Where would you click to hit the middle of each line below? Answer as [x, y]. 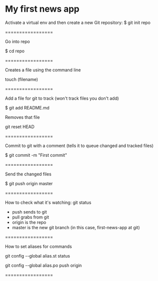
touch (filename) [22, 79]
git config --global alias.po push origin [44, 265]
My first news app [42, 9]
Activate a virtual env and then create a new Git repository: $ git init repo [78, 22]
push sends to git [29, 212]
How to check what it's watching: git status [48, 202]
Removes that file [22, 117]
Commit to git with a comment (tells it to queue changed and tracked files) [79, 146]
